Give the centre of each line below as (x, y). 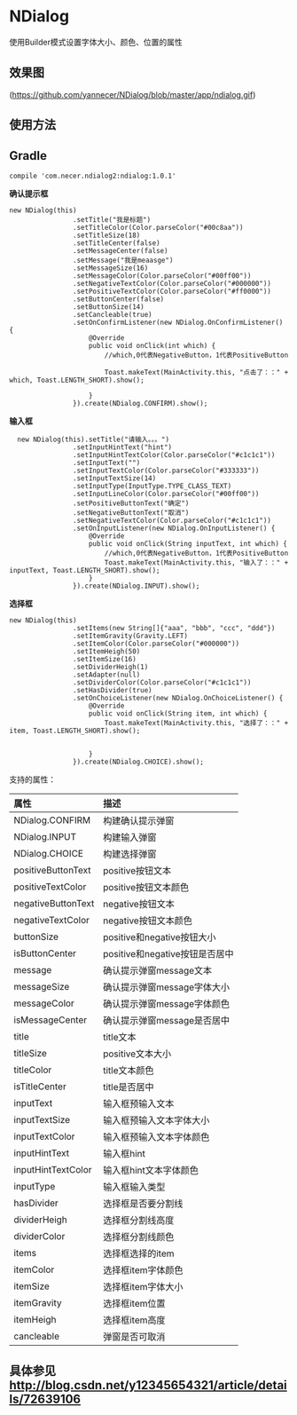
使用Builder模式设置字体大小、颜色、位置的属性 (96, 42)
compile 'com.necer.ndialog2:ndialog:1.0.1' (93, 176)
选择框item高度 (134, 1320)
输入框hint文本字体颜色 (151, 1170)
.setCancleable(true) (112, 314)
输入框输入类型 (134, 1187)
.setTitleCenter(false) (117, 243)
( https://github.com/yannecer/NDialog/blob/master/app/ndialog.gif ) (133, 94)
